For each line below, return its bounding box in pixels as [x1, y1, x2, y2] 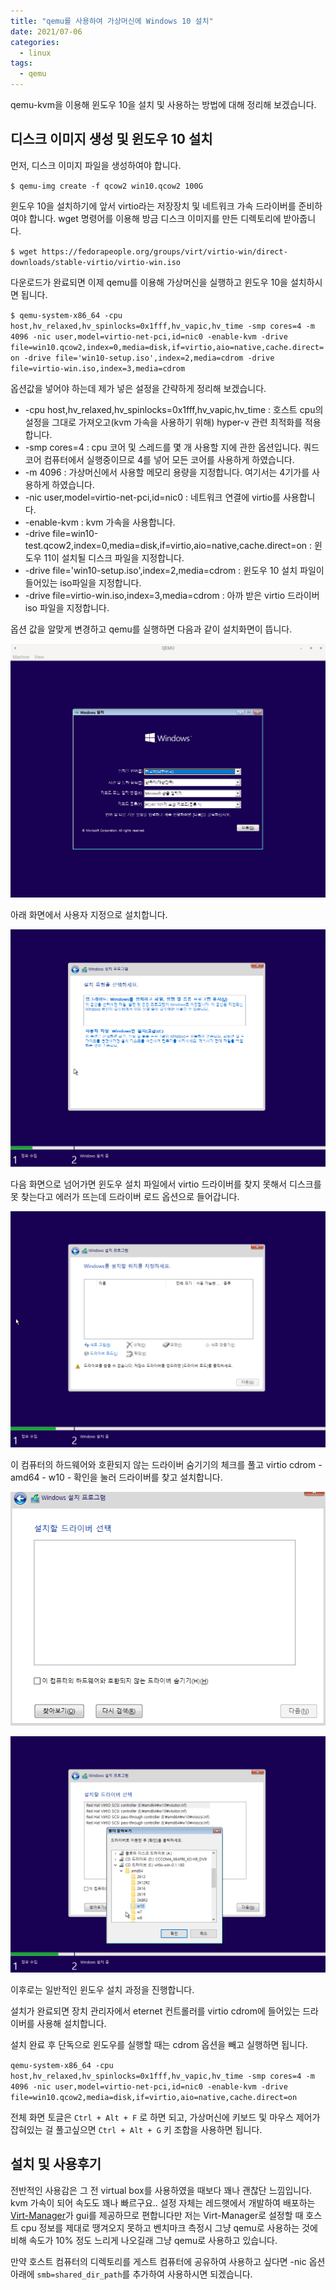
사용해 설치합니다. [36, 2018, 107, 2030]
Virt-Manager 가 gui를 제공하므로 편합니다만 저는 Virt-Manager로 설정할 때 [10, 2209, 304, 2221]
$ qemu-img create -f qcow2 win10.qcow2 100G [10, 181, 203, 191]
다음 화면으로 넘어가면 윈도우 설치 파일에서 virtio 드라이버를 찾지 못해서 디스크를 [10, 1178, 322, 1190]
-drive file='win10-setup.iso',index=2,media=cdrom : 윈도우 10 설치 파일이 [24, 564, 325, 576]
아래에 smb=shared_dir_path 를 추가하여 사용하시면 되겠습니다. [10, 2268, 253, 2280]
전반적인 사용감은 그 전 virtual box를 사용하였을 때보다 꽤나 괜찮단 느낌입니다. [10, 2184, 313, 2196]
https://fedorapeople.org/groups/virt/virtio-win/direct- [41, 246, 288, 257]
